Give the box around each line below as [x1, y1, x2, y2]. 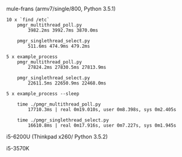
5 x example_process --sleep [6, 91, 80, 97]
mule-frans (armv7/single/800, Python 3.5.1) [6, 5, 116, 12]
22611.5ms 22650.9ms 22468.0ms [28, 80, 107, 86]
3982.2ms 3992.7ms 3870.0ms [28, 27, 98, 33]
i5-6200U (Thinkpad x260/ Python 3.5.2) [6, 133, 108, 140]
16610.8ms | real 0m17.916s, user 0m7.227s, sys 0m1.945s [28, 123, 177, 129]
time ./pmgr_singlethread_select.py [17, 117, 110, 123]
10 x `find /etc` [6, 17, 50, 23]
